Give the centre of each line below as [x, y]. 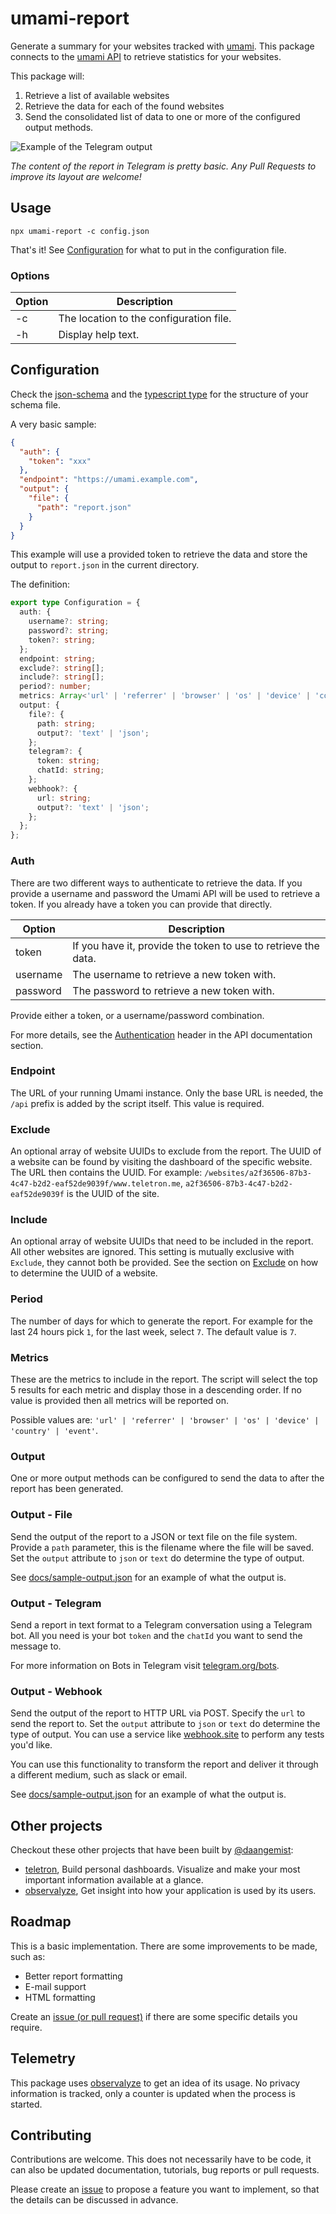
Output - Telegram [56, 1603]
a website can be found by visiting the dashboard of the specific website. [161, 1162]
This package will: [47, 76]
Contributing [51, 2135]
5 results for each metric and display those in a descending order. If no [156, 1390]
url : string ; [64, 798]
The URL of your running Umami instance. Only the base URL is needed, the [167, 1093]
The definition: [40, 584]
